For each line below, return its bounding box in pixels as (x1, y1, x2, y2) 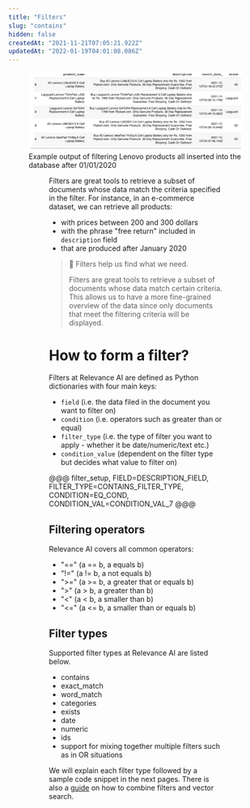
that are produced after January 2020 (60, 243, 188, 253)
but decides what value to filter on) (60, 458, 178, 467)
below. (49, 657, 71, 667)
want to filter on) (60, 406, 117, 415)
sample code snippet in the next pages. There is (49, 775, 210, 784)
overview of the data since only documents (68, 300, 213, 310)
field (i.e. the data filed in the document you (60, 398, 210, 407)
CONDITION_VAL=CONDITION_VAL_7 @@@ (49, 499, 196, 509)
